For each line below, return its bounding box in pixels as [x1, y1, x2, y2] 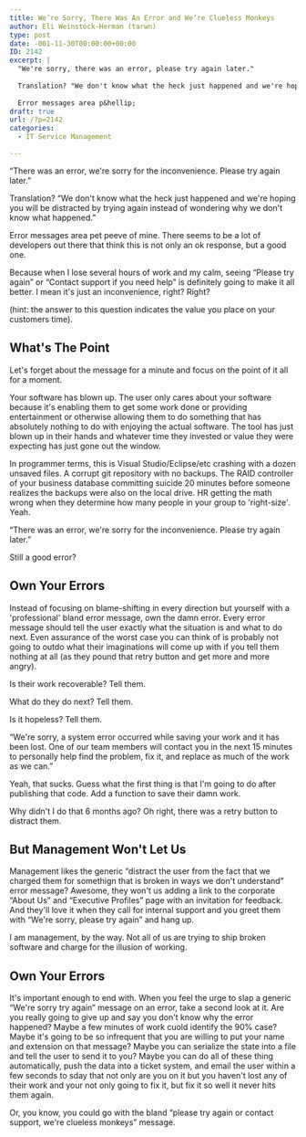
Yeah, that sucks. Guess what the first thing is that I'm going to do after [9, 778, 276, 789]
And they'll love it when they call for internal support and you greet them [9, 905, 280, 916]
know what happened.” [9, 212, 97, 223]
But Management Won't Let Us [9, 841, 187, 857]
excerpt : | [9, 56, 51, 65]
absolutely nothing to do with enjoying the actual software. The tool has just [9, 421, 294, 432]
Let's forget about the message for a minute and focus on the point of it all [9, 364, 289, 375]
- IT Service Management [17, 132, 112, 142]
